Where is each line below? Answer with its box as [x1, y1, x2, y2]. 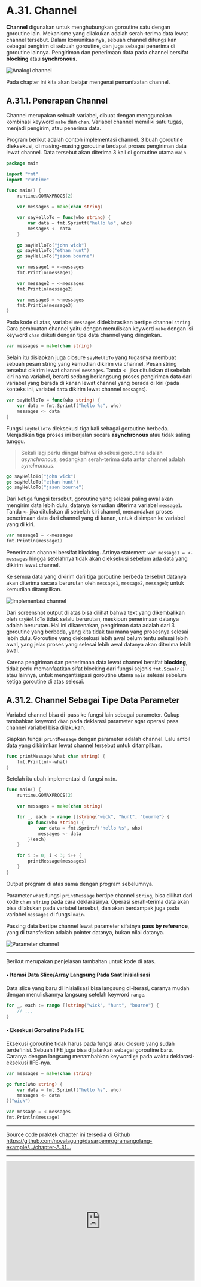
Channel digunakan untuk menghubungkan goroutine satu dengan [6, 23, 170, 31]
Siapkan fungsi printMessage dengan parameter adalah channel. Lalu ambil [6, 735, 190, 742]
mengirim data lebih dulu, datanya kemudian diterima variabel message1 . [6, 502, 182, 509]
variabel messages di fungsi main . [6, 910, 86, 918]
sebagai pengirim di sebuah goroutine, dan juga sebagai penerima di [6, 43, 175, 50]
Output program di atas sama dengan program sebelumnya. [6, 880, 154, 887]
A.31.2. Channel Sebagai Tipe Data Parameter [6, 695, 180, 705]
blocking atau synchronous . [6, 55, 78, 62]
